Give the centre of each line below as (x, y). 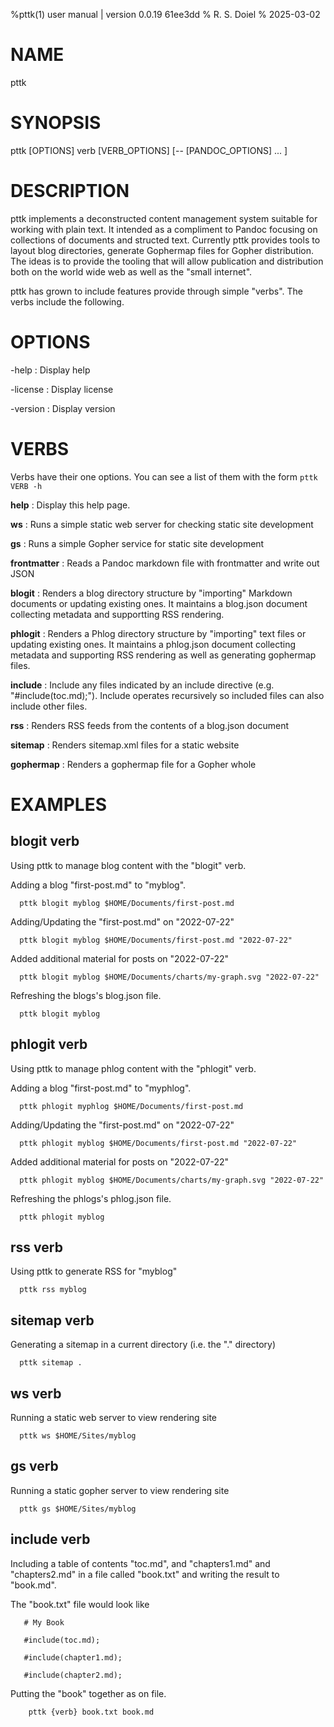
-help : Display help (50, 370)
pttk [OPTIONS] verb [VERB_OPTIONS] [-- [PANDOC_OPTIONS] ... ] (149, 150)
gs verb (34, 1466)
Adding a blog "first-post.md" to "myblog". (98, 885)
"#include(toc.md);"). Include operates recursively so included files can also (167, 695)
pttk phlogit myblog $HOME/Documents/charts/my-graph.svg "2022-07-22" (172, 1180)
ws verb (36, 1393)
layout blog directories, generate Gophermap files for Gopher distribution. (162, 250)
